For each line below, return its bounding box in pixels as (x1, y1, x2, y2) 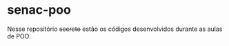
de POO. (7, 32, 31, 40)
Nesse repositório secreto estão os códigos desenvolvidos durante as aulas (7, 25, 223, 33)
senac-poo (7, 2, 71, 18)
